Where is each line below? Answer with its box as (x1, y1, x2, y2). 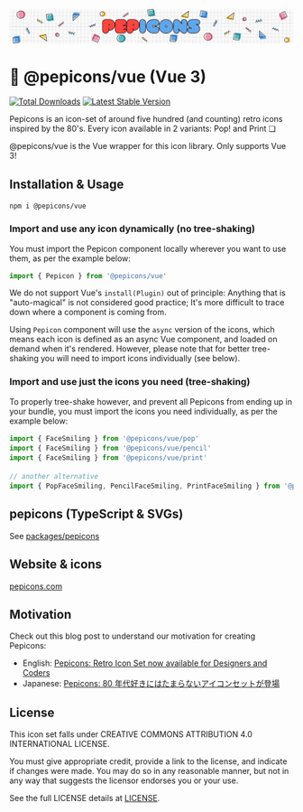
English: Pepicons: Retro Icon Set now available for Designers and (22, 658, 268, 668)
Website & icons (9, 556, 102, 573)
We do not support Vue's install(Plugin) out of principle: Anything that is (9, 287, 286, 298)
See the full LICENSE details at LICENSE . (9, 793, 161, 804)
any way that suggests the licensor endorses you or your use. (9, 775, 239, 786)
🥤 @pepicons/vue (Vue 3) (9, 66, 207, 87)
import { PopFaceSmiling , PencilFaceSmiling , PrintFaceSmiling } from (9, 481, 280, 491)
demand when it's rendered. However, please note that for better (9, 343, 251, 354)
